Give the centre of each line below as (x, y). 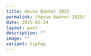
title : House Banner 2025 (38, 11)
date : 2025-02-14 (27, 22)
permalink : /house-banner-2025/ (45, 17)
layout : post (22, 28)
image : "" (18, 38)
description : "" (26, 33)
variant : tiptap (26, 44)
